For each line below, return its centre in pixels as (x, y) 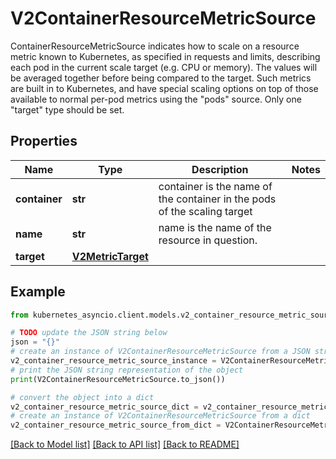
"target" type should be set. (67, 109)
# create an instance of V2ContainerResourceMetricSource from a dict (160, 416)
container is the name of (215, 186)
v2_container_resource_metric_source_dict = (104, 407)
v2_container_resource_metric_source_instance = (113, 361)
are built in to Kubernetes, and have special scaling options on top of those (164, 88)
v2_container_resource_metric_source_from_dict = (116, 425)
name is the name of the (215, 227)
